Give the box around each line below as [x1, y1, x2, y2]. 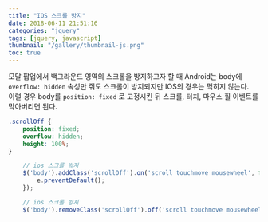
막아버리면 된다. [8, 101, 58, 111]
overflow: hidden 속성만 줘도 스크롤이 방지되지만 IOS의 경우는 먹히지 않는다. [8, 81, 250, 91]
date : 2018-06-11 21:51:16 [8, 19, 98, 27]
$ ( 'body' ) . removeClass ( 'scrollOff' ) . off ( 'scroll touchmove [22, 205, 223, 214]
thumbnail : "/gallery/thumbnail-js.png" [8, 42, 145, 50]
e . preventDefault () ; [37, 176, 105, 184]
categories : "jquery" [8, 26, 81, 34]
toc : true [8, 49, 41, 57]
